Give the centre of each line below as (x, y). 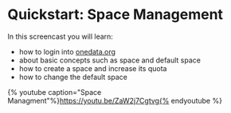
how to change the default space (73, 77)
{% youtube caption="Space (55, 92)
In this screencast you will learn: (60, 36)
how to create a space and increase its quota (93, 68)
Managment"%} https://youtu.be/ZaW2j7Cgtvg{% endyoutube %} (115, 100)
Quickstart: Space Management (115, 15)
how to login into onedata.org (67, 51)
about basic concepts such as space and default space (110, 60)
